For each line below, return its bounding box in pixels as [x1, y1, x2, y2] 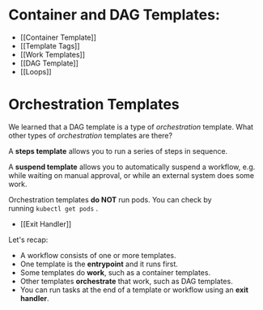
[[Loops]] [19, 66, 52, 76]
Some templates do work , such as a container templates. [19, 267, 211, 277]
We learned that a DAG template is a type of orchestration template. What [8, 121, 253, 131]
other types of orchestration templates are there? [8, 130, 172, 140]
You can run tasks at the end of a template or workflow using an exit [19, 285, 249, 295]
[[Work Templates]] [19, 49, 85, 59]
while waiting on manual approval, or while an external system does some [8, 170, 255, 180]
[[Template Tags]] [19, 40, 80, 50]
